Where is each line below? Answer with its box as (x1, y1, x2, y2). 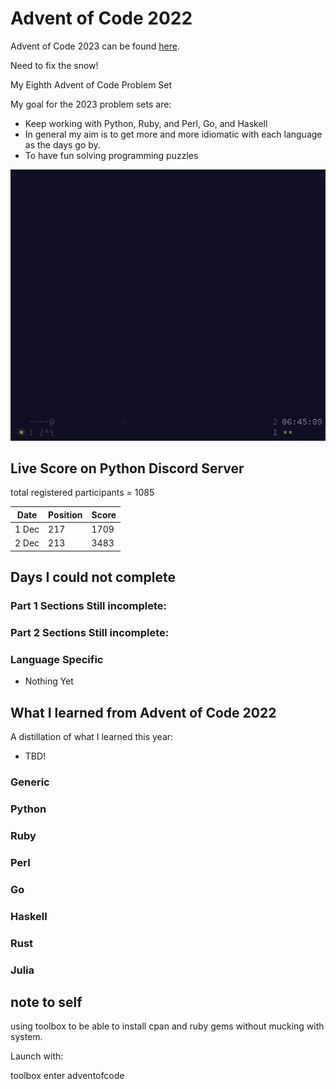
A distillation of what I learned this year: (10, 731, 174, 743)
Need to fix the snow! (10, 59, 99, 71)
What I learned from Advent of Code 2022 (10, 704, 277, 721)
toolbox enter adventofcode (10, 1070, 125, 1082)
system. (10, 1031, 43, 1043)
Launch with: (10, 1050, 64, 1062)
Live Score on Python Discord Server (10, 460, 245, 477)
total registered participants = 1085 (10, 487, 155, 499)
